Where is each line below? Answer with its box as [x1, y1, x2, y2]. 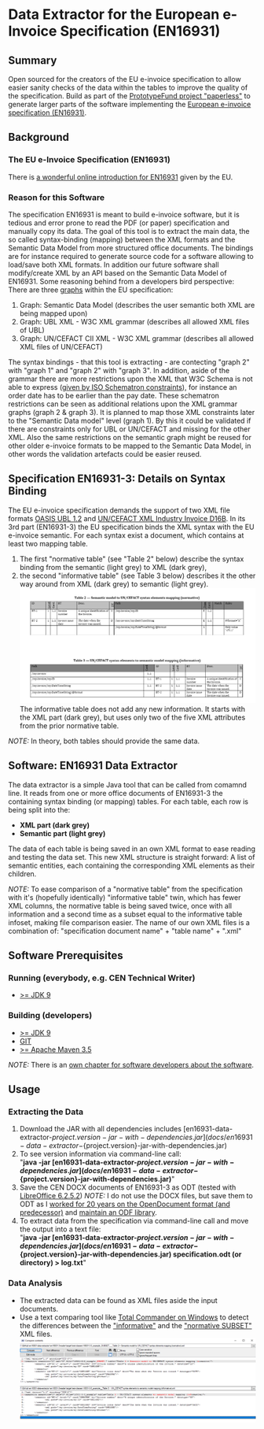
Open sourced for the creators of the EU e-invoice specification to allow [8, 75, 241, 83]
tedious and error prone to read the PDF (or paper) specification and [8, 218, 230, 228]
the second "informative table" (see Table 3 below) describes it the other [19, 571, 256, 580]
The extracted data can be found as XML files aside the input [19, 1295, 218, 1305]
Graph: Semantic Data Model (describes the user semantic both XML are [19, 300, 255, 309]
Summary [8, 54, 57, 67]
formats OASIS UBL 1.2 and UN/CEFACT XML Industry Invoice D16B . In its [8, 513, 246, 523]
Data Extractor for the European [8, 6, 220, 24]
